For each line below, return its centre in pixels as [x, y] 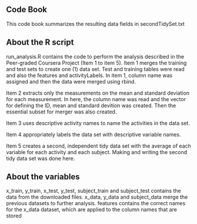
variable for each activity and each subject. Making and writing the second [97, 152]
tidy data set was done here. [41, 158]
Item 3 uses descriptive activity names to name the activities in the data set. [98, 123]
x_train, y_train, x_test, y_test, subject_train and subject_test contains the [94, 191]
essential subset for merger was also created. [61, 112]
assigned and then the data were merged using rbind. [71, 81]
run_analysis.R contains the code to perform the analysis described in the [95, 56]
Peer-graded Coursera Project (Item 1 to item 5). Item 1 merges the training [96, 63]
